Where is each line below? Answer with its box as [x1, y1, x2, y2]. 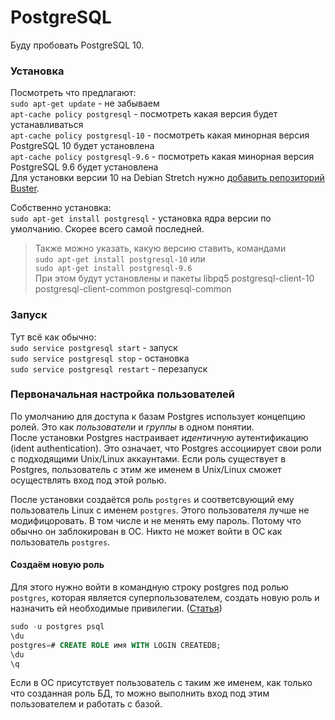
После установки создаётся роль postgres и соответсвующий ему [10, 493, 295, 505]
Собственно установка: [10, 202, 112, 214]
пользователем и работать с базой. [10, 698, 163, 710]
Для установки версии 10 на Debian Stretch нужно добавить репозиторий [10, 172, 325, 184]
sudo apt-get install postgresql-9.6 [34, 264, 193, 274]
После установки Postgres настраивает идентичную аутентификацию [10, 431, 309, 443]
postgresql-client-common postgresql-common [34, 283, 232, 295]
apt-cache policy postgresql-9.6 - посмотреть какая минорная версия [10, 151, 315, 163]
